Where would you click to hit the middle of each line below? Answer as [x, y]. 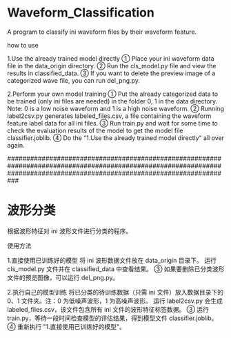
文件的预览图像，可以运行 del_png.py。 [63, 277]
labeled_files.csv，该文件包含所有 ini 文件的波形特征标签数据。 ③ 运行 [108, 309]
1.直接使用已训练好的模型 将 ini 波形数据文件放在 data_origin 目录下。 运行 [112, 260]
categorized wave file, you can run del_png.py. [73, 80]
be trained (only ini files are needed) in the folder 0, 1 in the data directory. [112, 101]
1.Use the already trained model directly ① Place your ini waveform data [111, 58]
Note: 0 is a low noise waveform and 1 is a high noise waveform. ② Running [116, 108]
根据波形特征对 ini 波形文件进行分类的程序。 [70, 231]
